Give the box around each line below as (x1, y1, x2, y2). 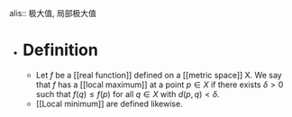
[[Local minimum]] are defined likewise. (35, 98, 183, 109)
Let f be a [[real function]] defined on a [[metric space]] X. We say (35, 69, 282, 80)
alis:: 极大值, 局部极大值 (9, 8, 97, 18)
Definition (22, 40, 99, 60)
